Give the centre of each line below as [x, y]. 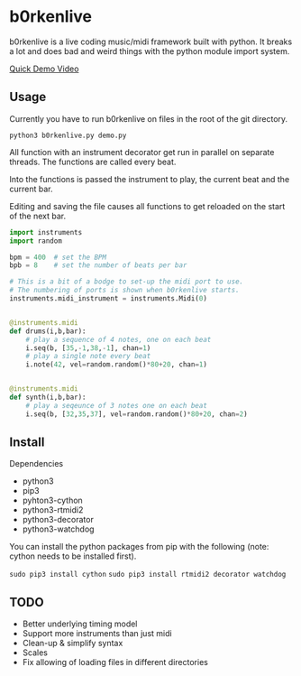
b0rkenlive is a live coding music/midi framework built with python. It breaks [151, 42]
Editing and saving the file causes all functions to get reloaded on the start [147, 206]
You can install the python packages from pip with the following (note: [139, 547]
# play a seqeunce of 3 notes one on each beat [116, 405]
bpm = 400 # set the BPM [58, 257]
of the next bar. [38, 216]
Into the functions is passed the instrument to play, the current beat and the [150, 179]
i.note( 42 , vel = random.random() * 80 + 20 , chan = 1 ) [116, 365]
